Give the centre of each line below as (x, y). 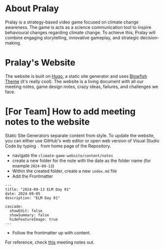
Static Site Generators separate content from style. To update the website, (80, 136)
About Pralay (32, 9)
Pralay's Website (40, 63)
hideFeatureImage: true (34, 219)
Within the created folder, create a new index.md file (64, 171)
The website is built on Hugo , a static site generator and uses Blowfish (76, 76)
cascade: (14, 206)
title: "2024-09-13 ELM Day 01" (38, 189)
